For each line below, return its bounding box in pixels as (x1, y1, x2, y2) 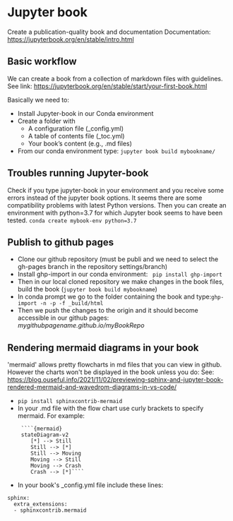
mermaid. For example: (17, 412, 85, 420)
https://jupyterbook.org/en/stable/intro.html (7, 35, 134, 43)
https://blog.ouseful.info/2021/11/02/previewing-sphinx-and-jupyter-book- (7, 376, 224, 384)
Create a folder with (17, 116, 76, 125)
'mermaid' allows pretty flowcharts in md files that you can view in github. (7, 361, 222, 369)
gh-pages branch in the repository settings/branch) (17, 263, 168, 271)
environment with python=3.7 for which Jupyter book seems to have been (7, 208, 223, 217)
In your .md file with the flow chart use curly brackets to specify (17, 404, 204, 413)
